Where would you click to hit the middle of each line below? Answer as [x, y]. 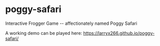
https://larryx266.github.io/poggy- [119, 33]
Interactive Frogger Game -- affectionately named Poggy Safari [71, 23]
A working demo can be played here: [44, 33]
